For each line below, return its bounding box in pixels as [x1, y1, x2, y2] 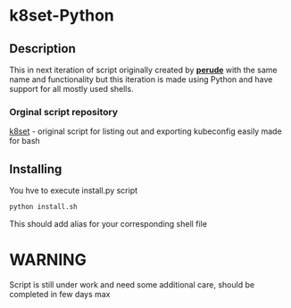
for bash [9, 136, 40, 146]
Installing [9, 162, 62, 177]
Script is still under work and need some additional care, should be [9, 279, 255, 290]
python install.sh [9, 203, 78, 212]
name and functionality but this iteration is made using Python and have [9, 74, 273, 85]
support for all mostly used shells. [9, 84, 134, 94]
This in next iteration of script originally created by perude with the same [9, 64, 279, 75]
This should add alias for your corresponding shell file [9, 218, 208, 229]
